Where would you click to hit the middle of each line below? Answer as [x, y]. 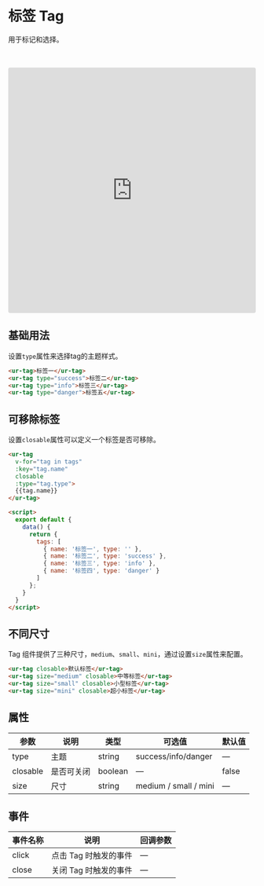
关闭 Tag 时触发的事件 [92, 870]
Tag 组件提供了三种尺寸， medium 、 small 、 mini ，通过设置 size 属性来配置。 [128, 654]
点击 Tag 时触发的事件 [92, 855]
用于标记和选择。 [36, 39]
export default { [44, 520]
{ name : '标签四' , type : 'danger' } [101, 571]
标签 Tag [36, 16]
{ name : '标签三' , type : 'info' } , [99, 564]
